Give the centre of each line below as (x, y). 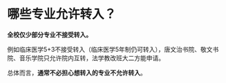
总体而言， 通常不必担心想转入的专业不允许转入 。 (77, 73)
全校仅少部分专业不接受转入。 (49, 35)
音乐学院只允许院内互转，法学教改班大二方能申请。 (92, 58)
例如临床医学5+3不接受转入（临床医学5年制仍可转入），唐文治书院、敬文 (110, 49)
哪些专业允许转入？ (62, 14)
